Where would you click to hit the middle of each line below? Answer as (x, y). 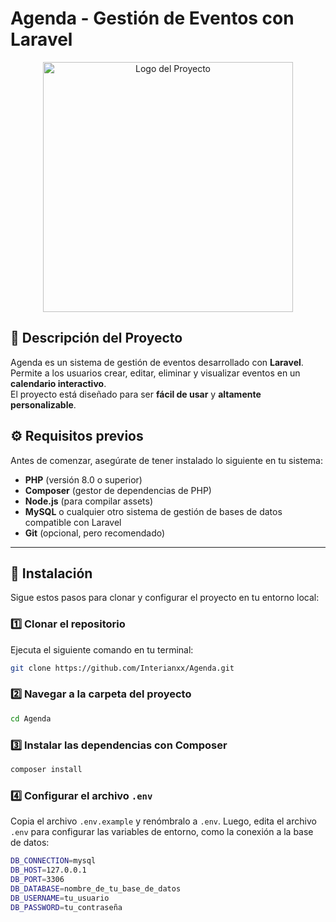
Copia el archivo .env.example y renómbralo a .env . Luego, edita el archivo (163, 821)
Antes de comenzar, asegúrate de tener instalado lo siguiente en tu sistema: (167, 460)
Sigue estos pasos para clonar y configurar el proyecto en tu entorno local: (165, 598)
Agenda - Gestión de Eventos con (152, 18)
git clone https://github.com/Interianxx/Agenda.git (122, 668)
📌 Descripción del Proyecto (96, 338)
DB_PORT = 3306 (37, 879)
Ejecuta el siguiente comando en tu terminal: (102, 649)
